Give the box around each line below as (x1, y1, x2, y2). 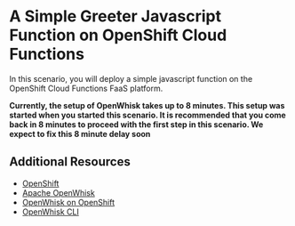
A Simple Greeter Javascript (9, 6, 222, 27)
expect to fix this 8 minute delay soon (9, 128, 151, 139)
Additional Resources (9, 154, 131, 170)
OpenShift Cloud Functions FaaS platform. (9, 83, 163, 93)
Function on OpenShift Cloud (9, 25, 227, 45)
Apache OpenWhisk (21, 187, 95, 198)
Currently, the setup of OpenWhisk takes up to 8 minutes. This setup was (9, 100, 285, 110)
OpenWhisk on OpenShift (21, 197, 116, 207)
